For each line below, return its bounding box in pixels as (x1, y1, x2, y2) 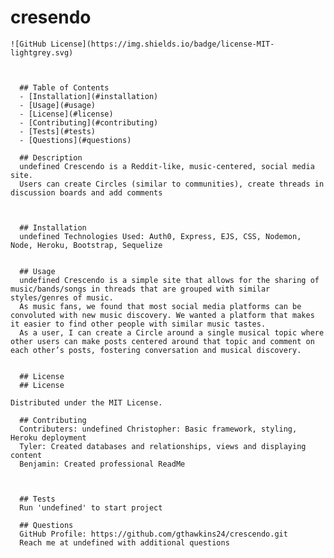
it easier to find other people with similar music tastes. (10, 319, 267, 329)
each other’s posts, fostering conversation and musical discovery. (10, 345, 302, 355)
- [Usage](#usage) (19, 100, 97, 110)
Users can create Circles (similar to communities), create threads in (19, 179, 325, 189)
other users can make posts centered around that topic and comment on (10, 336, 315, 346)
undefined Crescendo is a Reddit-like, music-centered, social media (19, 161, 315, 171)
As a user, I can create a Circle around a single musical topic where (19, 327, 325, 338)
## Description (19, 152, 83, 163)
